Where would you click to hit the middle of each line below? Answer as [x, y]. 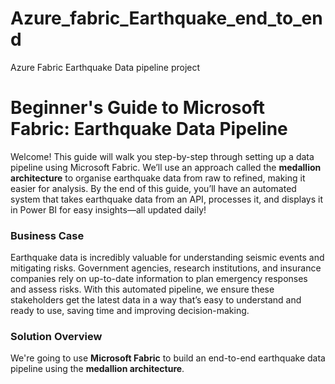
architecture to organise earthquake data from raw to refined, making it [158, 178]
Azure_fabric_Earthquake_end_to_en [166, 18]
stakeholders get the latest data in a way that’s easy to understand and [156, 300]
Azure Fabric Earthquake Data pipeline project [105, 67]
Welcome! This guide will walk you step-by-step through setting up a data [162, 156]
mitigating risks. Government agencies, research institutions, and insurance [166, 268]
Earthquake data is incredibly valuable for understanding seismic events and [167, 258]
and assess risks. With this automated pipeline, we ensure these [142, 289]
